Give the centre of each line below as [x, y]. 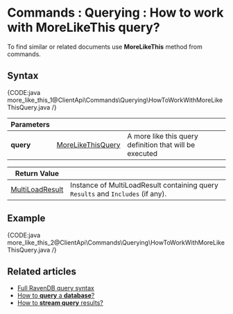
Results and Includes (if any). [119, 193]
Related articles [42, 271]
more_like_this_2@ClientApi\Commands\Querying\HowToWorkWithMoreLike [116, 242]
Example [26, 219]
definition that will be [161, 145]
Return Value [37, 173]
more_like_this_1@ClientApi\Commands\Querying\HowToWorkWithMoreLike [115, 100]
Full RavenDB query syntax [56, 288]
